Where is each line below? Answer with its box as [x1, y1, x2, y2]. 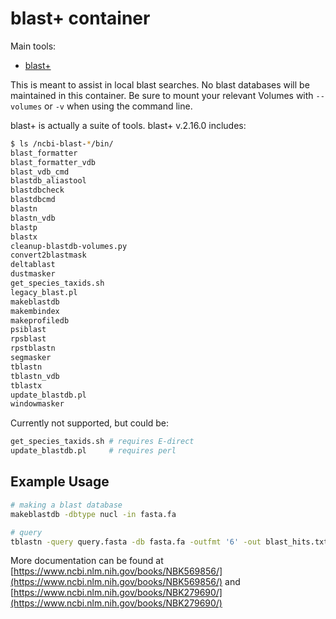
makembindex [10, 306, 60, 316]
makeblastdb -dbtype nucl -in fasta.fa [10, 509, 177, 519]
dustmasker [10, 269, 56, 279]
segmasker [10, 353, 52, 363]
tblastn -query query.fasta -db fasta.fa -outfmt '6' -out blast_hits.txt [10, 537, 329, 547]
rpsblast [10, 334, 47, 344]
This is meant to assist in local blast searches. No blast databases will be [10, 78, 310, 91]
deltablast [10, 260, 56, 270]
